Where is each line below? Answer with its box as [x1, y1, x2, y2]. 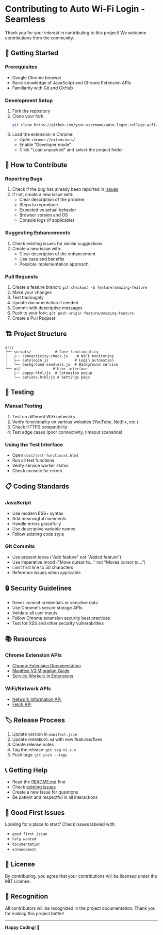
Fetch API [12, 701, 32, 707]
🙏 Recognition [5, 892, 49, 901]
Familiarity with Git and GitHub [12, 85, 73, 91]
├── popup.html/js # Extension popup [14, 370, 92, 376]
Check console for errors [12, 467, 63, 474]
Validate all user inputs [12, 610, 58, 616]
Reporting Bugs [5, 176, 43, 182]
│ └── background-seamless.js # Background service [5, 362, 118, 367]
